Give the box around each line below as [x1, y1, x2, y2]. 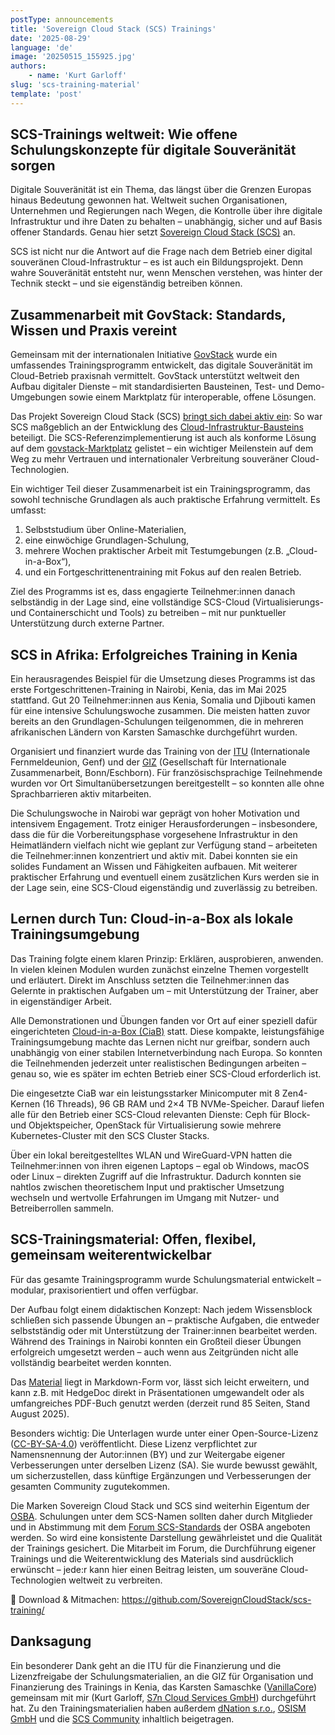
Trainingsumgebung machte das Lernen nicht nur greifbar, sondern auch [10, 1036, 310, 1048]
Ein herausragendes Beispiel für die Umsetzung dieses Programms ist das [10, 673, 316, 685]
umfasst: [10, 504, 47, 516]
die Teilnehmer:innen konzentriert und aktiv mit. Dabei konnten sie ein [10, 850, 298, 862]
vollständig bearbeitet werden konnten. [10, 1356, 172, 1368]
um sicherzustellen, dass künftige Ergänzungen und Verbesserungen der [10, 1469, 312, 1481]
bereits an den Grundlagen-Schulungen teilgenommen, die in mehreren [10, 716, 304, 728]
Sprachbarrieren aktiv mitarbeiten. [10, 788, 152, 800]
